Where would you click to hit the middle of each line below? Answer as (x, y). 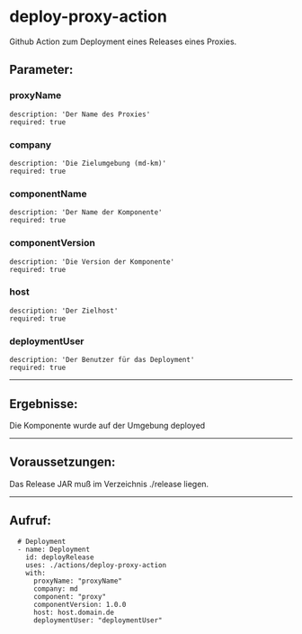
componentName (48, 194)
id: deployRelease (60, 557)
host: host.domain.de (74, 612)
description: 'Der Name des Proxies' (80, 114)
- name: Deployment (54, 549)
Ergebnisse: (44, 404)
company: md (55, 589)
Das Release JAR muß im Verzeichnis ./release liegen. (109, 484)
